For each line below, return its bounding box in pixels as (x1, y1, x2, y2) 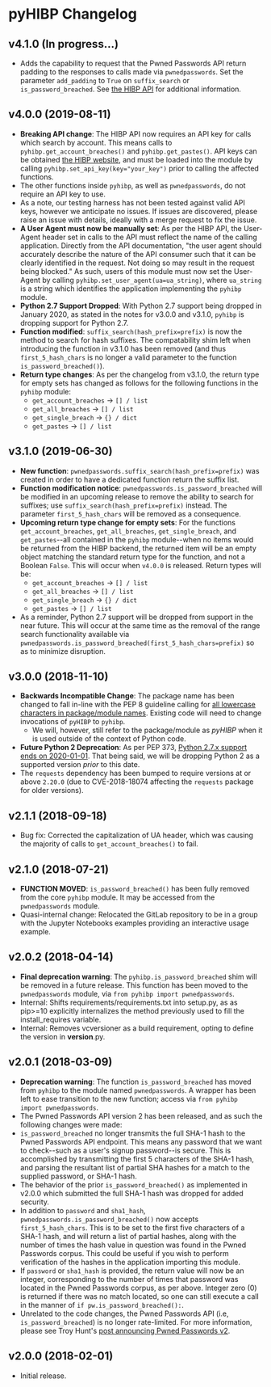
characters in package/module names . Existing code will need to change (19, 708, 262, 718)
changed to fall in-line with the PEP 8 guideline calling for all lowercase (19, 700, 256, 710)
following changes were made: (19, 1119, 123, 1129)
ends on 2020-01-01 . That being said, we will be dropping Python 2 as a (19, 751, 261, 761)
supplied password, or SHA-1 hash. (19, 1171, 137, 1181)
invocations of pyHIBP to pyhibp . (19, 717, 126, 727)
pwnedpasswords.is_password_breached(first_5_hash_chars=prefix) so (19, 638, 255, 647)
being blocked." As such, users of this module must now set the (19, 266, 232, 276)
